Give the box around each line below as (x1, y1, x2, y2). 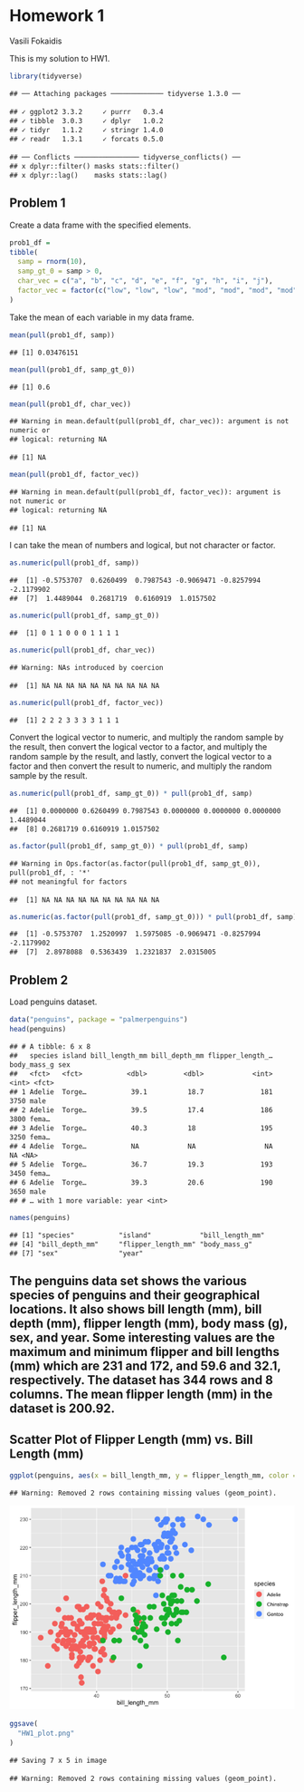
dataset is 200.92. (9, 1401, 116, 1417)
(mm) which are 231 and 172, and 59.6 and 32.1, (9, 1359, 281, 1374)
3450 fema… (9, 1168, 51, 1178)
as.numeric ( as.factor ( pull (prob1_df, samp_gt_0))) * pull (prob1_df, (9, 912, 273, 921)
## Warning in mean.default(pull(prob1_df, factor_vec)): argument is (9, 488, 281, 497)
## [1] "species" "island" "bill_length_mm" (9, 1230, 265, 1240)
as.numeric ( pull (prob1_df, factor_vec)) (9, 698, 165, 707)
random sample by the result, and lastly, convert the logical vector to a (9, 751, 272, 761)
